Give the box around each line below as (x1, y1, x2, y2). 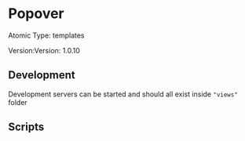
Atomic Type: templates (8, 31, 85, 40)
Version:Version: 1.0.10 (8, 45, 80, 55)
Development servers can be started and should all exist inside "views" (8, 89, 238, 99)
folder (8, 97, 27, 107)
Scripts (8, 121, 45, 134)
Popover (8, 5, 64, 23)
